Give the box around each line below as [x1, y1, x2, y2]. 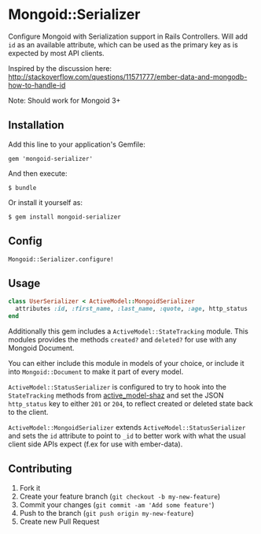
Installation [8, 118, 64, 132]
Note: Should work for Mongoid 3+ [8, 95, 121, 105]
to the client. [8, 408, 49, 416]
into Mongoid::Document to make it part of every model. [8, 367, 184, 376]
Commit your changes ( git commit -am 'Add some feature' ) [19, 499, 215, 510]
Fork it [19, 483, 41, 492]
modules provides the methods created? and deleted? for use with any [8, 335, 237, 344]
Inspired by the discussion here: [8, 63, 112, 73]
